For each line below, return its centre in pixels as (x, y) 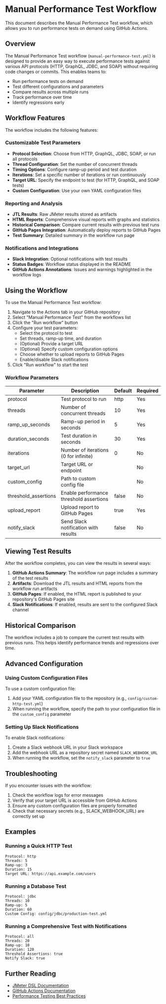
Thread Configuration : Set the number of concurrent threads (75, 164)
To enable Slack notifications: (35, 738)
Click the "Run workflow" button (45, 323)
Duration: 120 (20, 950)
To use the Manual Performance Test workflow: (53, 303)
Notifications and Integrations (42, 248)
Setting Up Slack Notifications (42, 727)
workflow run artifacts (35, 589)
